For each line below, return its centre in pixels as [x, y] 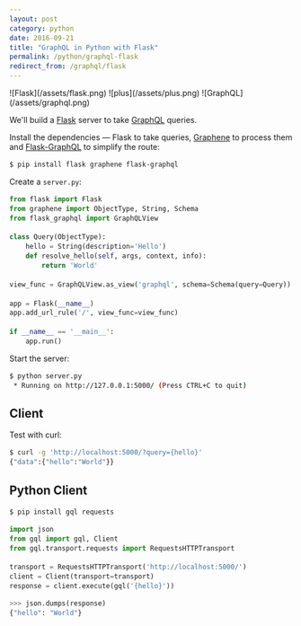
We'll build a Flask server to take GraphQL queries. [103, 120]
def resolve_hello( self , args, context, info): [116, 256]
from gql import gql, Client [64, 539]
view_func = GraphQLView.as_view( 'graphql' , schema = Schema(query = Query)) [150, 284]
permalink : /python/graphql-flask [74, 57]
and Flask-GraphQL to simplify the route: [84, 147]
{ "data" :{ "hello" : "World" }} [62, 463]
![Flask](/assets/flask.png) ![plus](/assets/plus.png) [105, 93]
